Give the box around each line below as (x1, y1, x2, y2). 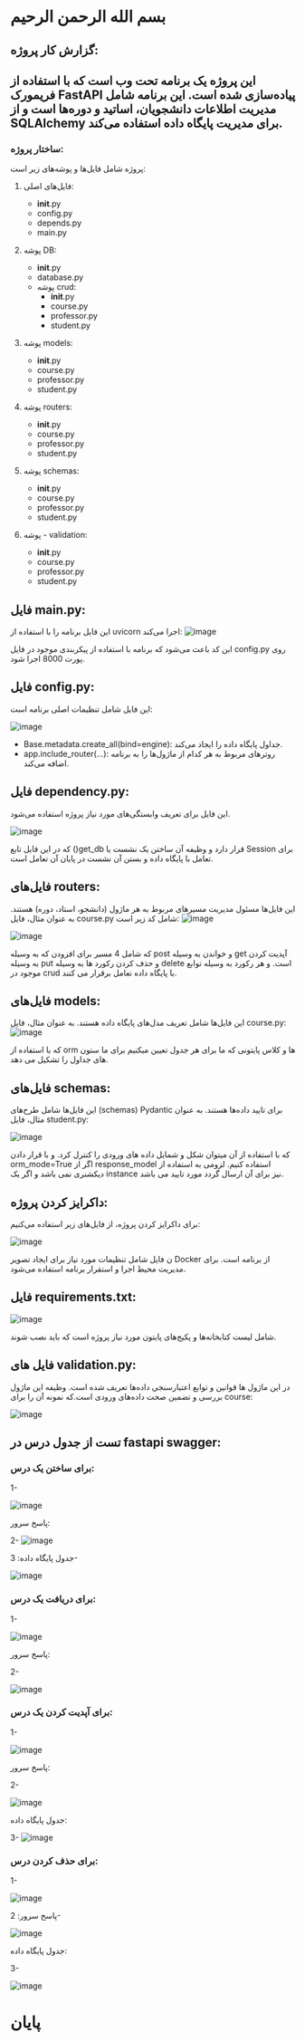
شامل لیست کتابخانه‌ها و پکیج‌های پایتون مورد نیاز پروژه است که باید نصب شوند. (10, 1331, 277, 1342)
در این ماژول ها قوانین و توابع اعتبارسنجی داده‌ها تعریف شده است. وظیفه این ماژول (10, 1381, 291, 1392)
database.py (36, 272, 84, 283)
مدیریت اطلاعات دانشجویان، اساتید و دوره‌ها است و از (10, 101, 277, 117)
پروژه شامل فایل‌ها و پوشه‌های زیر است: (10, 163, 146, 174)
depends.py (36, 217, 82, 228)
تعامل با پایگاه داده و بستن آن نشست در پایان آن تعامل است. (10, 853, 214, 864)
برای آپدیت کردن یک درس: (10, 1706, 113, 1719)
